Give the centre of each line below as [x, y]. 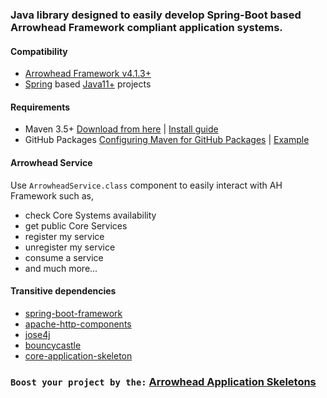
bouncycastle [53, 345]
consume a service [64, 257]
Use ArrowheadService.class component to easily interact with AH [146, 185]
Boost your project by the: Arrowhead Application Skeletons [163, 381]
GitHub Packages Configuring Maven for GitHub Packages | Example [167, 140]
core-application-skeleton [78, 355]
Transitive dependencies [63, 291]
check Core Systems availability [90, 215]
